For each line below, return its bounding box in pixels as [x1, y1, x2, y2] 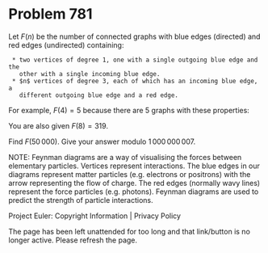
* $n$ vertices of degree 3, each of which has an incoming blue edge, [11, 77, 258, 85]
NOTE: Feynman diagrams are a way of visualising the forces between [8, 152, 242, 162]
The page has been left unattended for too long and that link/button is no [8, 226, 250, 236]
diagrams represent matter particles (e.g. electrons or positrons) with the [8, 169, 251, 179]
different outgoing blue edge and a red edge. [19, 91, 179, 99]
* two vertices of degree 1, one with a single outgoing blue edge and [11, 56, 258, 64]
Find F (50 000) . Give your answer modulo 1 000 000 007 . [8, 137, 196, 146]
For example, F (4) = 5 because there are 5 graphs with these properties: [8, 105, 250, 115]
